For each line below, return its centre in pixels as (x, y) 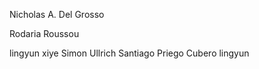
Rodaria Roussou (44, 33)
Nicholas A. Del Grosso (57, 14)
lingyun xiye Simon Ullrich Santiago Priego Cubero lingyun (129, 53)
